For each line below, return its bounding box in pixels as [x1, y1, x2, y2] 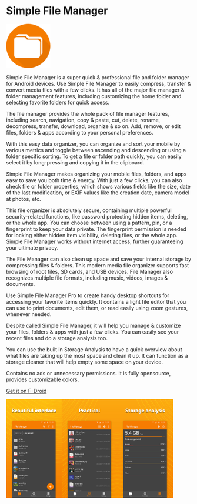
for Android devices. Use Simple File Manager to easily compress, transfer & [6, 80, 191, 87]
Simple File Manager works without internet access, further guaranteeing [6, 238, 183, 245]
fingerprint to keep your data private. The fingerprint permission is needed [6, 225, 187, 233]
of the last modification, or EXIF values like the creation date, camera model [6, 189, 190, 196]
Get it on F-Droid [6, 387, 47, 394]
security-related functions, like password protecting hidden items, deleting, [6, 213, 188, 220]
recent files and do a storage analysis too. [6, 334, 108, 341]
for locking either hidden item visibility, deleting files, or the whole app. [6, 231, 178, 238]
